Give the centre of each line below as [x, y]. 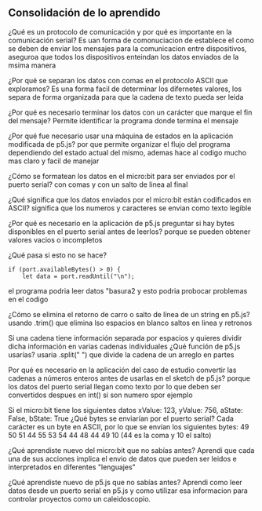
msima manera [32, 65]
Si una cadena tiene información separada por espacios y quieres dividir [125, 338]
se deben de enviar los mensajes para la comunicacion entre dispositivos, [127, 48]
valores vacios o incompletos [55, 239]
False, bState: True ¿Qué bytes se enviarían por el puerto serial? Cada [121, 418]
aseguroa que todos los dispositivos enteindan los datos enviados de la [124, 57]
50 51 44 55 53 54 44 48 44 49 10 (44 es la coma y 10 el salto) [110, 435]
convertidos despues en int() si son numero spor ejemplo [101, 395]
